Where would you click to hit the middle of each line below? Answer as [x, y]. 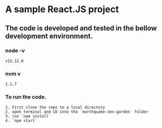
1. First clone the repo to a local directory [55, 108]
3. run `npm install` [28, 116]
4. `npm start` [21, 121]
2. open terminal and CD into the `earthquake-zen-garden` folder [77, 112]
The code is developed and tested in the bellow [81, 28]
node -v [15, 50]
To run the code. [26, 97]
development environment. [49, 36]
